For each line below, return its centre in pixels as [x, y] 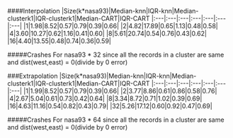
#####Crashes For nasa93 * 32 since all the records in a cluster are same [116, 54]
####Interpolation [34, 11]
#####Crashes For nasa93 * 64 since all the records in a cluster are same [116, 120]
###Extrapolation [33, 76]
